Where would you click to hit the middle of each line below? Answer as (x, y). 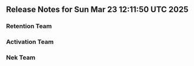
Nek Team (21, 58)
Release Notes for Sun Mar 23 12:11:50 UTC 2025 (97, 10)
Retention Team (29, 26)
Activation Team (30, 42)
